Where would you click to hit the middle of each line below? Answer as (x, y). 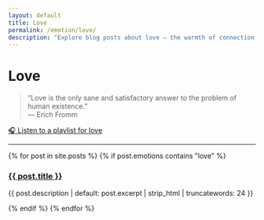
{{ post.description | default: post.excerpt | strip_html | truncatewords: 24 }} (131, 193)
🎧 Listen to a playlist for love (55, 130)
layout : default (35, 15)
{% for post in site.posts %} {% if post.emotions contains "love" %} (117, 156)
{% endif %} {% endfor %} (51, 208)
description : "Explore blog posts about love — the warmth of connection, (133, 37)
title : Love (27, 23)
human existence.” (57, 106)
